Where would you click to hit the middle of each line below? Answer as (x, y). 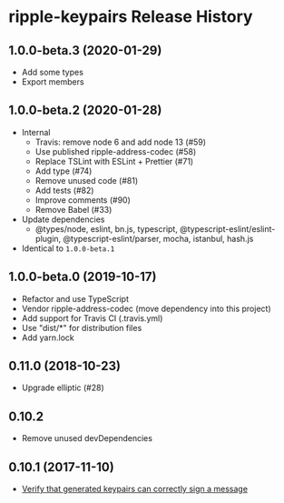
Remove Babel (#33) (73, 209)
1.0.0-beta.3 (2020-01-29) (85, 50)
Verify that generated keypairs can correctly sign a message (135, 489)
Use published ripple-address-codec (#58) (116, 151)
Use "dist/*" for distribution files (82, 327)
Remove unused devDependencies (87, 438)
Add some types (52, 72)
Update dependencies (63, 219)
